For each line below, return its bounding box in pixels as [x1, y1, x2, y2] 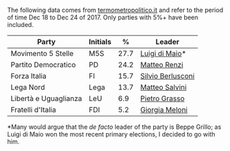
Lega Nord [10, 82, 45, 92]
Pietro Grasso [140, 94, 185, 103]
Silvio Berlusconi [140, 71, 195, 80]
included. [7, 21, 34, 28]
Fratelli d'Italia [10, 105, 57, 114]
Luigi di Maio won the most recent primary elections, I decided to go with [7, 130, 216, 138]
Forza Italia [10, 71, 47, 80]
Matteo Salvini [140, 82, 187, 92]
